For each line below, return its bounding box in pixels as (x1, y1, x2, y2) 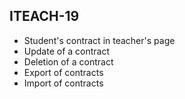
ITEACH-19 (9, 8, 80, 25)
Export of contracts (23, 66, 104, 78)
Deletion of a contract (23, 55, 114, 68)
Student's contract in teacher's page (23, 34, 176, 46)
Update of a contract (23, 45, 111, 57)
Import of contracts (23, 77, 104, 89)
